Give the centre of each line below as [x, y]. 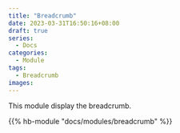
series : [21, 38]
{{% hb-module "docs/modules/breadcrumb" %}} [90, 121]
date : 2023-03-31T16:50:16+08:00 [64, 23]
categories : [28, 53]
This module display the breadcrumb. [70, 106]
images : [21, 83]
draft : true [28, 30]
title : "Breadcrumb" [43, 16]
